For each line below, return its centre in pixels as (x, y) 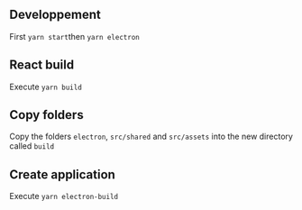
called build (32, 146)
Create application (62, 174)
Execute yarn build (46, 87)
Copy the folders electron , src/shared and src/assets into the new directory (151, 137)
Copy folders (46, 115)
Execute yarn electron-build (64, 196)
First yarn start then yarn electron (74, 36)
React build (42, 65)
